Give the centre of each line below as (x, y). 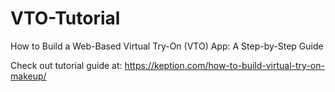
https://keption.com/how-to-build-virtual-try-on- (224, 65)
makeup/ (28, 76)
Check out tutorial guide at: (66, 65)
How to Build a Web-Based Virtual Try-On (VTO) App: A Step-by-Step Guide (167, 46)
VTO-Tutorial (65, 18)
